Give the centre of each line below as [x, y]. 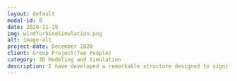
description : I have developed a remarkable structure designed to [109, 66]
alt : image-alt [30, 40]
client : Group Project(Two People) [60, 54]
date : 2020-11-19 [33, 27]
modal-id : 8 [25, 20]
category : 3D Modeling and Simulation [64, 60]
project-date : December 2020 [50, 46]
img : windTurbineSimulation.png [55, 33]
